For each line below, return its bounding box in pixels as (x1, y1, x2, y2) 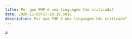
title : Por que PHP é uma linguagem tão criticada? (5, 7, 114, 12)
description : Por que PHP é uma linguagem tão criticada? (5, 16, 127, 21)
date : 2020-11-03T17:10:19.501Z (5, 12, 72, 17)
